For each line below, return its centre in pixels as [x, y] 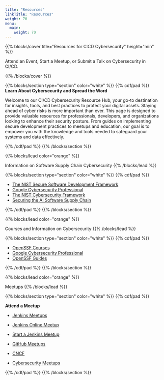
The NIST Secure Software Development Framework [65, 184]
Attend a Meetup [23, 306]
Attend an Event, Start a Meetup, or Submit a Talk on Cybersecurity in [76, 61]
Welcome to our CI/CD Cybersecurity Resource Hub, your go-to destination [82, 100]
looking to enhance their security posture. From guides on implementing [78, 121]
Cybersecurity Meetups [36, 363]
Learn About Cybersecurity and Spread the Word [56, 91]
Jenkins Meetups [30, 315]
